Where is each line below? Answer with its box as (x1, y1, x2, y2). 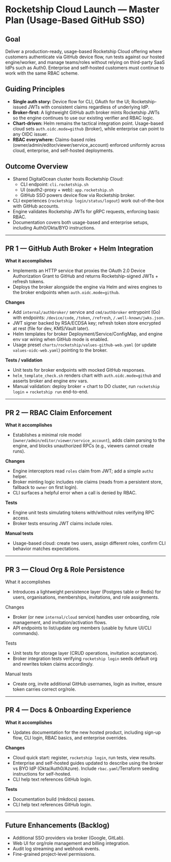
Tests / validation (5, 357, 43, 364)
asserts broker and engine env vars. (12, 378, 89, 384)
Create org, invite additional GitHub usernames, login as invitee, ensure (12, 681, 162, 687)
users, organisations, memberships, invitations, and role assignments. (12, 594, 159, 600)
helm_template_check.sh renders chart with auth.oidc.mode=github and (12, 372, 161, 379)
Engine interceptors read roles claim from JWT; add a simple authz (12, 468, 154, 474)
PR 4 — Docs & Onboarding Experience (5, 706, 131, 714)
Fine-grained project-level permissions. (12, 851, 96, 857)
